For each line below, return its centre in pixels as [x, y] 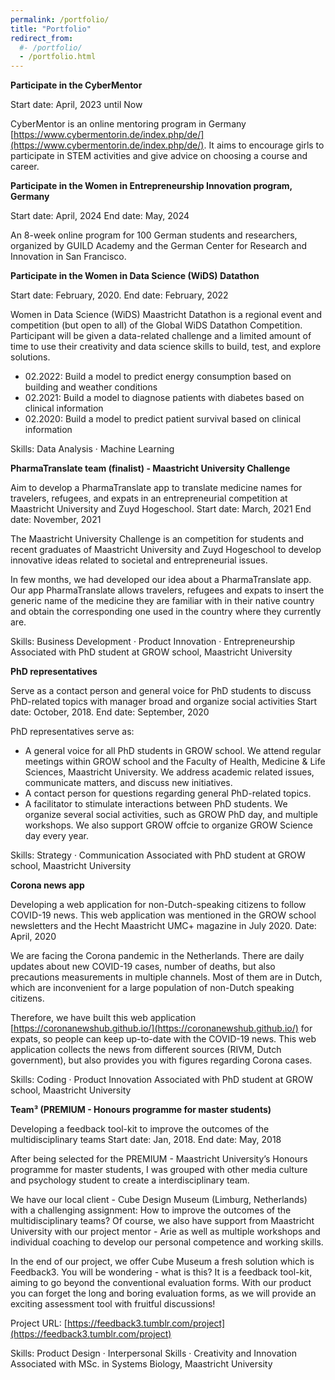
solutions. [30, 357]
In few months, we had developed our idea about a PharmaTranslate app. [161, 580]
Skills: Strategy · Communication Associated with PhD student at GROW [158, 855]
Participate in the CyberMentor [76, 85]
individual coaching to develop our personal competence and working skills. [167, 1242]
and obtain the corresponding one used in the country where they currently [166, 612]
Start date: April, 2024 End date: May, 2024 [100, 216]
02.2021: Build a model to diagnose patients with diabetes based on [164, 398]
